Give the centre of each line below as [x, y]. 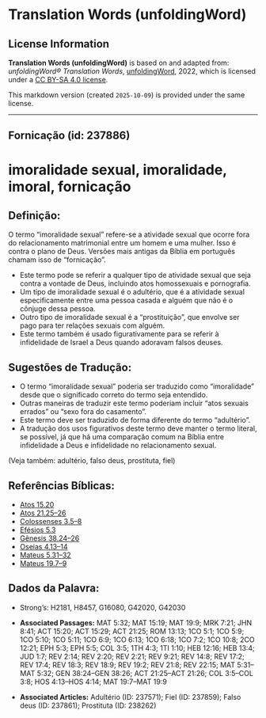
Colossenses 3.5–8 [51, 522]
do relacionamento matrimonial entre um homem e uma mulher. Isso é [122, 243]
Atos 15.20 [37, 505]
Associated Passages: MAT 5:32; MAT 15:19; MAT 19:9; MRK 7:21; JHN [136, 622]
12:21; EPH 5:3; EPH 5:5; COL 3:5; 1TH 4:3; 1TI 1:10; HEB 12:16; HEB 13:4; [137, 648]
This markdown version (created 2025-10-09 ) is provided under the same [127, 95]
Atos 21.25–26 [43, 513]
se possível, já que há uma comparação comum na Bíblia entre [122, 437]
